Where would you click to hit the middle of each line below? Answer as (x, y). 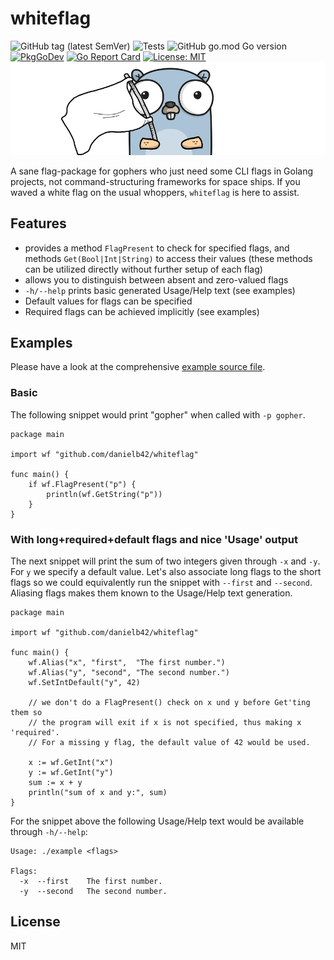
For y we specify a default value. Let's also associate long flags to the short (166, 571)
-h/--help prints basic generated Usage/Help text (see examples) (160, 290)
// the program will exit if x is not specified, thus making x (165, 722)
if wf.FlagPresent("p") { (82, 484)
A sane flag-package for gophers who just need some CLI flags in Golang (162, 171)
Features (38, 223)
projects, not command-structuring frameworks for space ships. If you (155, 181)
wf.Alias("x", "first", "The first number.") (127, 662)
